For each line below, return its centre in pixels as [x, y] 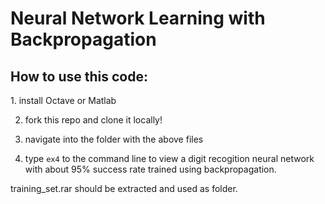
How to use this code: [79, 76]
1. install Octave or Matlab [63, 100]
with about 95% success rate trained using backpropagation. [150, 169]
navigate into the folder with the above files [114, 139]
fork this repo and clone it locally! [93, 120]
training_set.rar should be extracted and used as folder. [124, 188]
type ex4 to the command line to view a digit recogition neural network [169, 158]
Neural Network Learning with [138, 18]
